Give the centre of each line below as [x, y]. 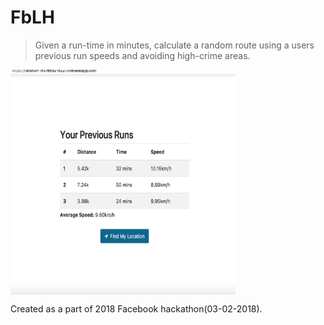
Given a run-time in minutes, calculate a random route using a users [174, 45]
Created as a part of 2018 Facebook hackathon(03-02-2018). [136, 308]
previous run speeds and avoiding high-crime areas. [142, 55]
